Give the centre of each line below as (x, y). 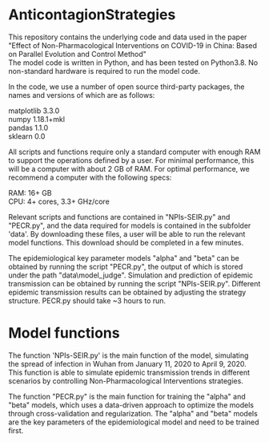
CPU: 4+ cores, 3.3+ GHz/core (59, 201)
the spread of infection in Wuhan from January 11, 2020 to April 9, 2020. (127, 363)
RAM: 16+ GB (30, 193)
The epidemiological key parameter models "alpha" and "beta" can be (124, 257)
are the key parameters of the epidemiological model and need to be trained (134, 422)
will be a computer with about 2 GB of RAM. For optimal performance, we (129, 168)
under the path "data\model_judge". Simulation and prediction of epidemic (131, 275)
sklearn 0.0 (27, 136)
